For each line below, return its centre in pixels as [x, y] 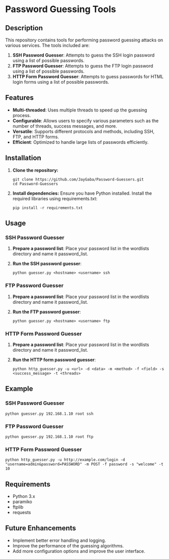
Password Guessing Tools [61, 9]
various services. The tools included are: [47, 45]
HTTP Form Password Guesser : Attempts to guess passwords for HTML [88, 76]
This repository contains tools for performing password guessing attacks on [84, 40]
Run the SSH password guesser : [47, 264]
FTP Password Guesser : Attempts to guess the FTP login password [83, 66]
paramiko [22, 501]
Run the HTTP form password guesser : [54, 360]
